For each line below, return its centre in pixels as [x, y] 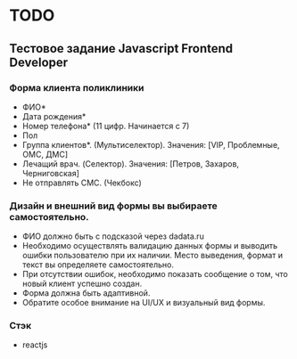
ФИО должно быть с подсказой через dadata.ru [113, 236]
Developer [39, 62]
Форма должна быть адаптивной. [86, 293]
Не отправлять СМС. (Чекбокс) [82, 183]
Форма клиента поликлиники [77, 87]
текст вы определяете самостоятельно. [98, 265]
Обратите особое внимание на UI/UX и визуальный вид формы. [144, 303]
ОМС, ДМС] [45, 154]
